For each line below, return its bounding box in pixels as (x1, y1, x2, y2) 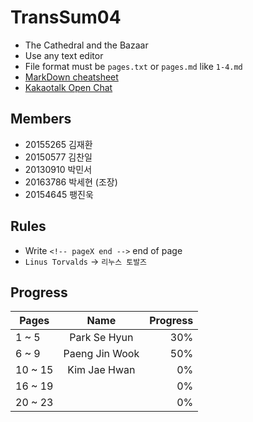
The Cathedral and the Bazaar (24, 39, 149, 51)
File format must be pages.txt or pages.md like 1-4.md (24, 60, 243, 72)
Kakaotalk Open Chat (24, 81, 113, 93)
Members (10, 111, 72, 128)
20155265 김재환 (24, 138, 93, 150)
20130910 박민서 (24, 163, 93, 175)
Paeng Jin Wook (63, 347, 140, 361)
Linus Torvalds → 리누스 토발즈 (24, 255, 148, 267)
